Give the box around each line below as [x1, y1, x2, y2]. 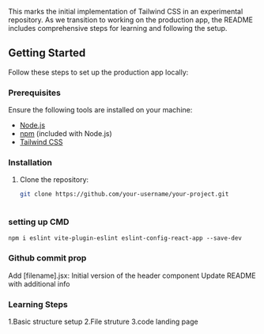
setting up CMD [8, 217, 70, 228]
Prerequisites [8, 87, 61, 98]
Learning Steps [8, 298, 69, 309]
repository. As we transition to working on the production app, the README [8, 15, 254, 25]
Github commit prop [8, 252, 87, 264]
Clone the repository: [19, 175, 89, 184]
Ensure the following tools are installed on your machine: [8, 105, 193, 115]
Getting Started [8, 47, 86, 60]
